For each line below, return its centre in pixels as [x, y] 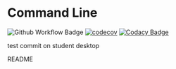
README [20, 59]
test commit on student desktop [54, 45]
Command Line [52, 13]
